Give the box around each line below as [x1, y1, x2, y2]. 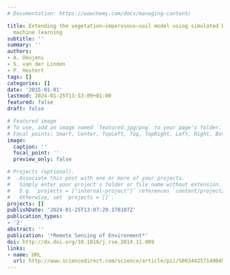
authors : [7, 48, 32, 55]
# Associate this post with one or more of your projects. [7, 175, 186, 182]
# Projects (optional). [7, 169, 75, 176]
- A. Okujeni [7, 54, 44, 62]
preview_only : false [13, 156, 72, 163]
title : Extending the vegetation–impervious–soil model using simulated [7, 22, 219, 29]
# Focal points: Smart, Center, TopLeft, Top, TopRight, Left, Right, [7, 130, 213, 137]
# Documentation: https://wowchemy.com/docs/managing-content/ [7, 10, 192, 17]
